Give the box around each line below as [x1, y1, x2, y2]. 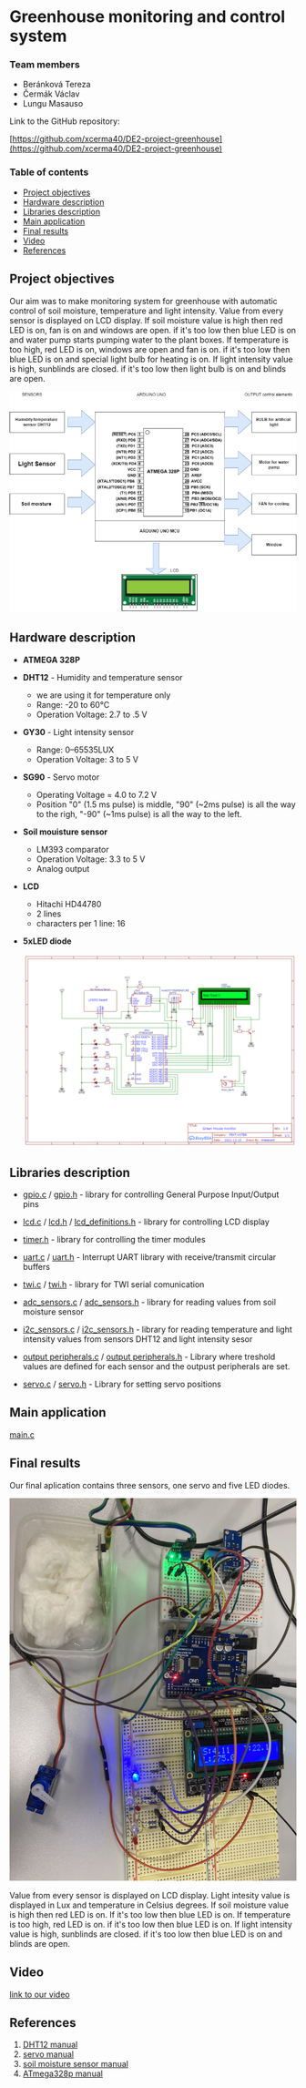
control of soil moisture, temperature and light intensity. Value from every [9, 305, 284, 316]
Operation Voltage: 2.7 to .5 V [36, 709, 148, 720]
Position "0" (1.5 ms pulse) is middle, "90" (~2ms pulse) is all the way [36, 799, 296, 810]
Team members [9, 58, 80, 71]
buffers [22, 1262, 50, 1273]
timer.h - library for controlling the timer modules [22, 1234, 207, 1245]
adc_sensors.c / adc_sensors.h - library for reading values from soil [22, 1296, 276, 1308]
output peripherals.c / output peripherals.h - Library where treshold [22, 1351, 276, 1363]
